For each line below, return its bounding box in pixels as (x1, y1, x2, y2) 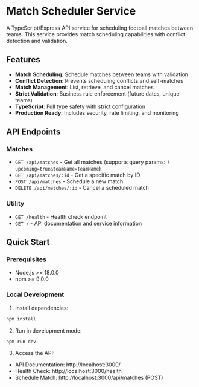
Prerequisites (6, 255, 46, 264)
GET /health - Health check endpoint (14, 213, 107, 220)
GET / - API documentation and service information (14, 220, 142, 227)
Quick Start (6, 237, 50, 247)
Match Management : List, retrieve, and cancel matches (14, 83, 154, 91)
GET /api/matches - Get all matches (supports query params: (14, 158, 166, 166)
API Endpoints (6, 127, 61, 137)
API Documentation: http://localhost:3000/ (14, 361, 121, 368)
